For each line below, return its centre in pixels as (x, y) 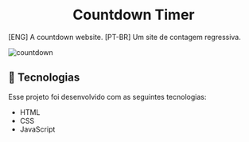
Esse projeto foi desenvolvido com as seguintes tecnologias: (107, 97)
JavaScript (37, 129)
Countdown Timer (134, 15)
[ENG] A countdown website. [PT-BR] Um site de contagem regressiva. (124, 37)
